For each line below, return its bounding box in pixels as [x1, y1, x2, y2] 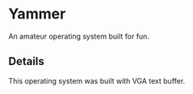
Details [8, 55, 44, 68]
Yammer [8, 5, 66, 23]
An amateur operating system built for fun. [8, 31, 149, 41]
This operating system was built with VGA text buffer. [8, 76, 186, 85]
